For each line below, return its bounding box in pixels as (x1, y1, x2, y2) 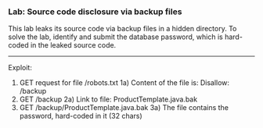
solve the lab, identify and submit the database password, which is (8, 32, 223, 41)
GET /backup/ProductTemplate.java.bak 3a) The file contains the (19, 103, 229, 112)
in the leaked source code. (30, 41, 117, 50)
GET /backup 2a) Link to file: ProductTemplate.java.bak (19, 94, 198, 104)
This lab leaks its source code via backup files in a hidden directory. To (8, 24, 237, 34)
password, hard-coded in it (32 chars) (19, 112, 142, 121)
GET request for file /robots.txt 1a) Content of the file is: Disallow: (19, 78, 229, 87)
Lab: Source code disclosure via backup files (8, 6, 182, 17)
